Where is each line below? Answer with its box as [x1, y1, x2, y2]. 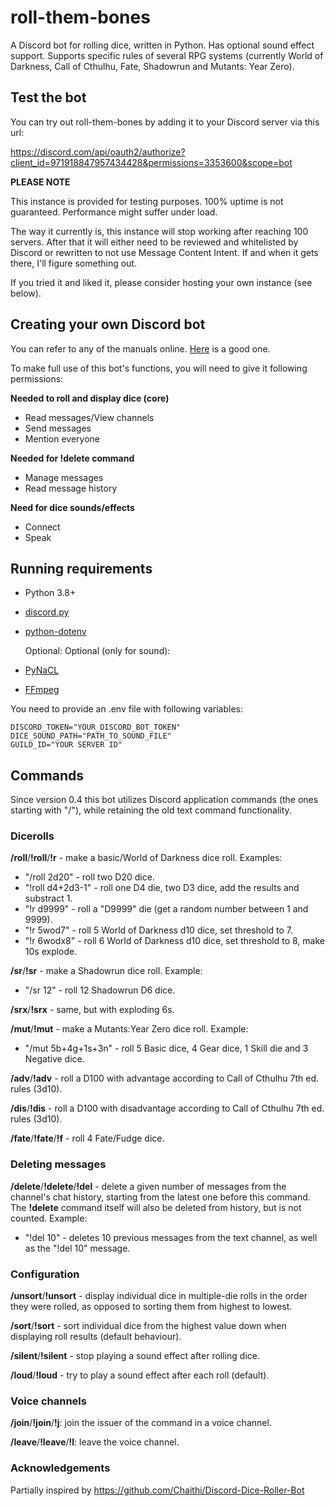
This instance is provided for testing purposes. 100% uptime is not [10, 195, 284, 207]
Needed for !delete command [10, 452, 135, 464]
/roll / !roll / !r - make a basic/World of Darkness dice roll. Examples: [10, 852, 283, 864]
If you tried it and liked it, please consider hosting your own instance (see [10, 276, 313, 288]
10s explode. [24, 946, 78, 958]
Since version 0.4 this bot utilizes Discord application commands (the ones [10, 794, 319, 806]
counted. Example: [10, 1212, 88, 1224]
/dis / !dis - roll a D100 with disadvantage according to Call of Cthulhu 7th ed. [10, 1102, 325, 1115]
